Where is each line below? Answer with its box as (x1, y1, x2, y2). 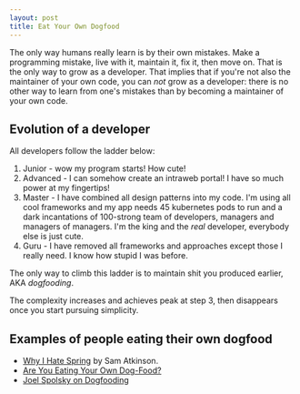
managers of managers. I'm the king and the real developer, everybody (22, 221, 289, 232)
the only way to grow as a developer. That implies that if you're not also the (9, 66, 291, 77)
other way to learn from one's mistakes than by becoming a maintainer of (9, 86, 285, 96)
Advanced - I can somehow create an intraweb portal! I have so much (22, 173, 285, 184)
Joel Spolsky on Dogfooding (22, 375, 129, 386)
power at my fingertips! (22, 183, 111, 194)
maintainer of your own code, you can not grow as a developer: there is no (9, 76, 289, 86)
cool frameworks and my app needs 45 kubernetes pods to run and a (22, 202, 284, 213)
